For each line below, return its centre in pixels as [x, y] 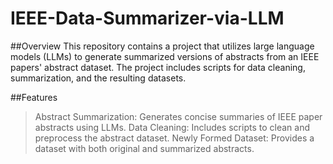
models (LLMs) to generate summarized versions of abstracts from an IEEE [165, 56]
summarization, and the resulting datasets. [98, 78]
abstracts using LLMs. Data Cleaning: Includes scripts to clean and [172, 127]
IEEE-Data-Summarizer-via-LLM [147, 18]
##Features [34, 97]
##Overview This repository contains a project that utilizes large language [162, 46]
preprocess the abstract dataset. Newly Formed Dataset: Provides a [174, 138]
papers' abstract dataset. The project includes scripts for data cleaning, [158, 67]
